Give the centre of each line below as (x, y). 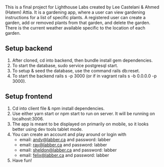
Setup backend (29, 48)
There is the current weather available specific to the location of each (75, 28)
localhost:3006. (28, 119)
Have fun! (22, 160)
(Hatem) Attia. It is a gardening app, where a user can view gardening (75, 12)
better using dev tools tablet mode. (47, 129)
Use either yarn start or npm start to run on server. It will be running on (83, 113)
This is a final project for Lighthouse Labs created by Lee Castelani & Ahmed (82, 7)
